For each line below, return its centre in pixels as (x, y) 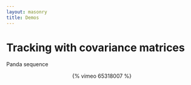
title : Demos (23, 18)
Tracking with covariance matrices (95, 48)
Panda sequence (27, 64)
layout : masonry (27, 12)
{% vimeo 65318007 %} (102, 76)
